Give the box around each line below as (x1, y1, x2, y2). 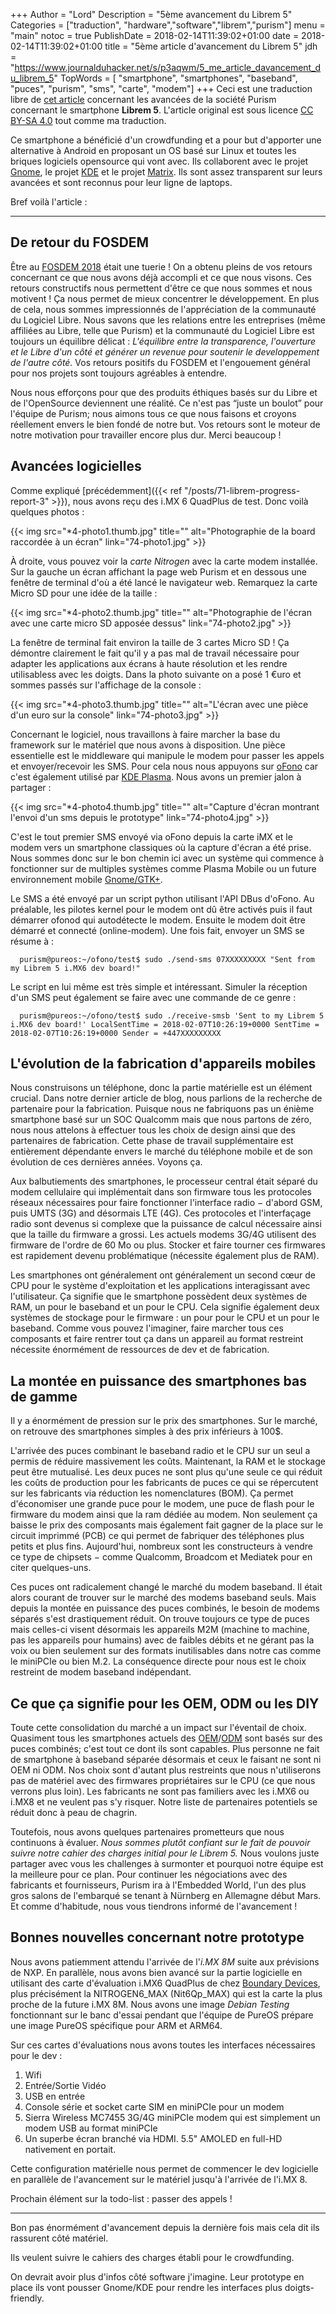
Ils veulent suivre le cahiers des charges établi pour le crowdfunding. (10, 2251, 295, 2263)
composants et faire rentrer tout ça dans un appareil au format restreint (10, 1333, 304, 1345)
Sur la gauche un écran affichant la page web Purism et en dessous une (10, 565, 307, 578)
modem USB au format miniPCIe (24, 2122, 158, 2134)
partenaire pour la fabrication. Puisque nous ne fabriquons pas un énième (10, 1103, 315, 1115)
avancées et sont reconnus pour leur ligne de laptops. (10, 177, 233, 188)
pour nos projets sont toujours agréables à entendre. (10, 367, 228, 379)
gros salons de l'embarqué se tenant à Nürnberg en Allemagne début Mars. (10, 1890, 322, 1902)
